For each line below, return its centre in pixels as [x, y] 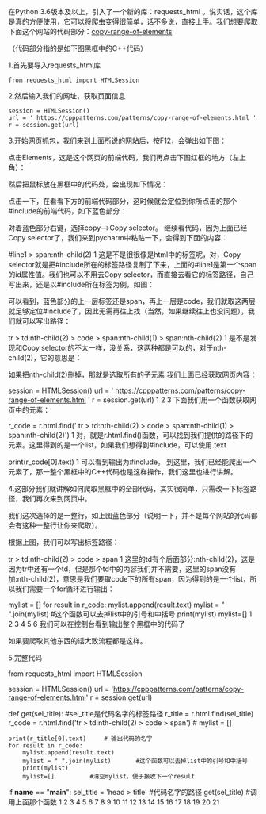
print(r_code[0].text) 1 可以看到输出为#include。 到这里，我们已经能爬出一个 [133, 462]
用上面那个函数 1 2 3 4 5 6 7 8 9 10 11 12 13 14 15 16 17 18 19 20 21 [114, 802]
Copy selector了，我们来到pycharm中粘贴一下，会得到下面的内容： [118, 238]
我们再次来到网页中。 [57, 499]
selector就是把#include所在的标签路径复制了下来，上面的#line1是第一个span [133, 265]
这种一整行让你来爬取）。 [62, 525]
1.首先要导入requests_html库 [55, 65]
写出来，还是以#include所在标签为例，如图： [81, 284]
